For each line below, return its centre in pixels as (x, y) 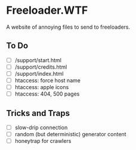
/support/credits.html (41, 67)
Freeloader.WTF (47, 10)
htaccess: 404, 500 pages (47, 94)
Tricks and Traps (38, 113)
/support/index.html (39, 74)
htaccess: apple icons (42, 87)
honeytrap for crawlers (43, 141)
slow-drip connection (41, 127)
